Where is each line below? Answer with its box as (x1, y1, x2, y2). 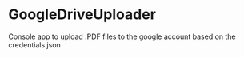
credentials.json (8, 40, 62, 49)
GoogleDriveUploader (8, 6, 156, 24)
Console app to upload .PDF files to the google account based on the (8, 32, 236, 41)
